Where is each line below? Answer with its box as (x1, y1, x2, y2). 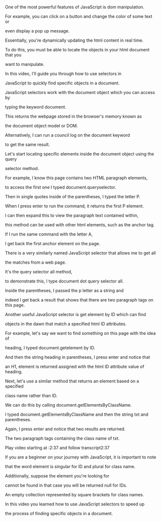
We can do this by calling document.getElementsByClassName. (5, 402, 132, 408)
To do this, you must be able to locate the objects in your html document (5, 47, 150, 52)
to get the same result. (5, 142, 50, 147)
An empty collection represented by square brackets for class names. (5, 492, 145, 497)
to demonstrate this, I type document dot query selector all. (5, 278, 124, 284)
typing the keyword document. (5, 104, 66, 110)
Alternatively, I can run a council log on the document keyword (5, 132, 130, 138)
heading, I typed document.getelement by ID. (5, 345, 96, 350)
